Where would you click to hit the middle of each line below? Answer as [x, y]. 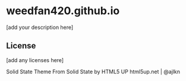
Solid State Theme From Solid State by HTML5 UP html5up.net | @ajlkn [93, 72]
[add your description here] [40, 27]
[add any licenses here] [35, 60]
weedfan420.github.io [63, 11]
